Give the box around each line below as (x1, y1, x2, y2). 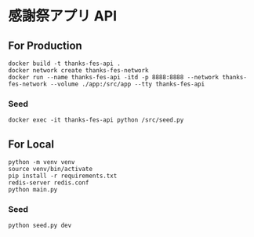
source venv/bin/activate (8, 166, 93, 173)
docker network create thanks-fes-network (8, 67, 149, 75)
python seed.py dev (8, 221, 72, 230)
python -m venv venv (8, 159, 76, 166)
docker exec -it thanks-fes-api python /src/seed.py (8, 116, 184, 124)
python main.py (8, 186, 58, 194)
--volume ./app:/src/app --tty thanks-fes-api (49, 80, 205, 88)
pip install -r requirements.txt (8, 172, 118, 180)
